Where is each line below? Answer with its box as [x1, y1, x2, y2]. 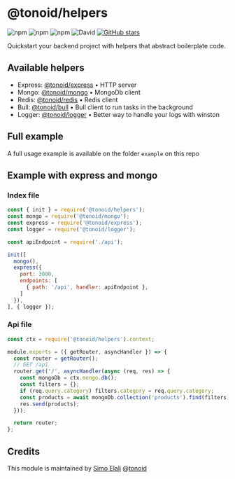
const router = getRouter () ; [13, 355, 99, 362]
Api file [7, 320, 33, 330]
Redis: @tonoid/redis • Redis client [17, 95, 118, 104]
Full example [7, 131, 64, 143]
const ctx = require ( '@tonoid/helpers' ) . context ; [7, 335, 155, 342]
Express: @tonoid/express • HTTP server [17, 81, 137, 89]
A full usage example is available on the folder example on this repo [7, 149, 199, 158]
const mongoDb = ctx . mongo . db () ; [20, 375, 117, 382]
